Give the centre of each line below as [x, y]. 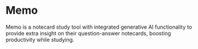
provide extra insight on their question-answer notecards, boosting [88, 33]
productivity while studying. [40, 39]
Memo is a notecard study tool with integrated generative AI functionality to [99, 27]
